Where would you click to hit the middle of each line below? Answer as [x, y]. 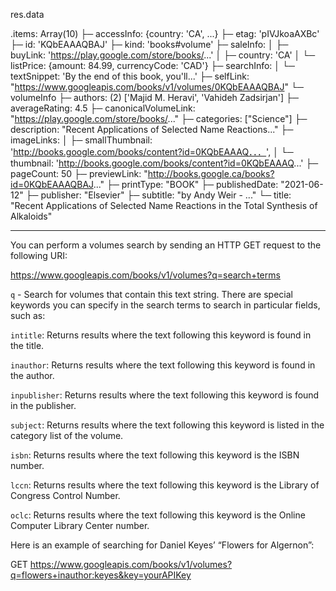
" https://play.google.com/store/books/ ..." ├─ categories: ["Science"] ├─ [159, 118]
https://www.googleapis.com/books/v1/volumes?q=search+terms [145, 275]
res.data [27, 14]
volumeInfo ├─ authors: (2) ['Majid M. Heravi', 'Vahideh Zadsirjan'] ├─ [154, 97]
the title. [27, 345]
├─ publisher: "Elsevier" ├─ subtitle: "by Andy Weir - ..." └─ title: [158, 195]
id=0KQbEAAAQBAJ [52, 184]
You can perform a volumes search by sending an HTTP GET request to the [166, 245]
